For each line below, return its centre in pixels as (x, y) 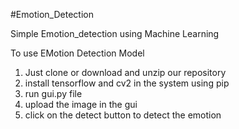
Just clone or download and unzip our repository (125, 72)
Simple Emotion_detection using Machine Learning (115, 33)
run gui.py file (53, 93)
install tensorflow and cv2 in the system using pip (127, 83)
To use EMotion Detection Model (77, 53)
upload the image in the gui (81, 104)
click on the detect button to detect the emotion (123, 115)
